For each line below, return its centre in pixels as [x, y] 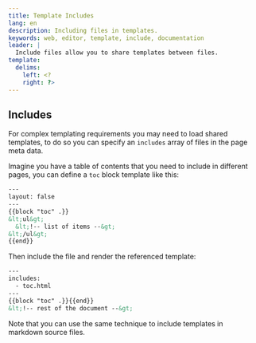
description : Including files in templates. [83, 30]
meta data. [26, 151]
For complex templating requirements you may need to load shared [118, 134]
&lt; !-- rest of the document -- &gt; [71, 308]
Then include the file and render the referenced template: [102, 257]
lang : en [23, 23]
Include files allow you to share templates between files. [117, 53]
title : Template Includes [51, 16]
